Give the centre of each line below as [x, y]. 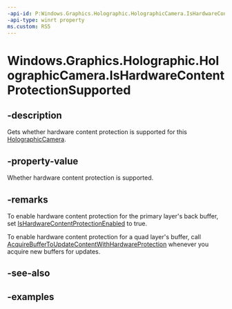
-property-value [43, 161]
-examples [31, 297]
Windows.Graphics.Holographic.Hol [113, 60]
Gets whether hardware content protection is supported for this [97, 132]
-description [35, 115]
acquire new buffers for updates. [54, 252]
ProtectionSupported [69, 90]
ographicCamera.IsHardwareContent [116, 75]
